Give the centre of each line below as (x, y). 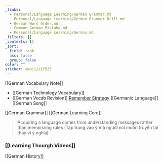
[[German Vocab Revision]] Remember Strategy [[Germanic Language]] (85, 98)
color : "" (15, 65)
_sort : (12, 46)
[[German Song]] (29, 103)
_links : (13, 10)
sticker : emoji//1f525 (28, 69)
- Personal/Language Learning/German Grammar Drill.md (67, 19)
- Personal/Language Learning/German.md (52, 33)
